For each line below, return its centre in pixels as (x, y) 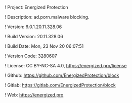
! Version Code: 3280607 (31, 56)
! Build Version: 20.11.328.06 (34, 36)
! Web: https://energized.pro (34, 95)
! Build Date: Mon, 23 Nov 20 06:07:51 (44, 46)
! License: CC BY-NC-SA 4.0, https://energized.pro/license (66, 66)
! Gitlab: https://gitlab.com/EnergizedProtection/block (60, 85)
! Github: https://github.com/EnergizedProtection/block (62, 75)
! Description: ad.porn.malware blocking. (47, 17)
